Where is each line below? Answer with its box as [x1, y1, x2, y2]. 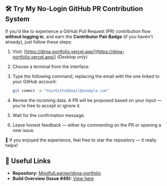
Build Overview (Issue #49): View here [12, 175, 94, 181]
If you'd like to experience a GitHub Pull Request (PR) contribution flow [5, 28, 151, 34]
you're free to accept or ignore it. [12, 102, 81, 108]
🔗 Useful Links [5, 157, 51, 165]
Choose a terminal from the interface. [12, 63, 90, 69]
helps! [5, 142, 18, 148]
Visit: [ [12, 48, 26, 54]
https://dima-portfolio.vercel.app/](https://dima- [25, 48, 125, 54]
